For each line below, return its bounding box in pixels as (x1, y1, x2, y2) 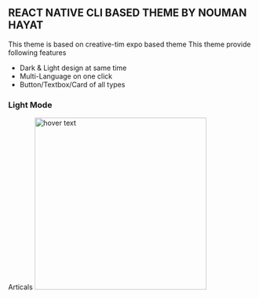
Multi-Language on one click (19, 71, 113, 81)
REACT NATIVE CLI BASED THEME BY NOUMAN (8, 6, 247, 20)
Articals (8, 282, 33, 292)
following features (8, 47, 67, 57)
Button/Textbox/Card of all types (19, 79, 126, 89)
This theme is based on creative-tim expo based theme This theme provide (8, 39, 251, 49)
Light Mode (8, 99, 53, 110)
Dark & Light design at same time (19, 63, 127, 72)
